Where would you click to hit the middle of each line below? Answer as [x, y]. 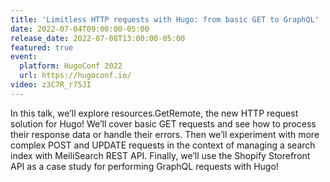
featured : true [42, 47]
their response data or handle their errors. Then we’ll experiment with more [165, 134]
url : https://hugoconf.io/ [75, 76]
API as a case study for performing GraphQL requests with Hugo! [144, 166]
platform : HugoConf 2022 [71, 66]
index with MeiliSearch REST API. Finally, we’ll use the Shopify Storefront [160, 155]
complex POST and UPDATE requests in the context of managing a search [163, 145]
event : [24, 57]
